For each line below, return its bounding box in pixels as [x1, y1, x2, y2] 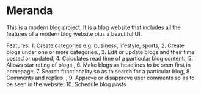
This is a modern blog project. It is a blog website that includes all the [6, 24, 181, 31]
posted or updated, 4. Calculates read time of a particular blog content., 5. [6, 55, 194, 62]
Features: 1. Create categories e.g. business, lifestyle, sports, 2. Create [6, 42, 185, 49]
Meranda [6, 4, 53, 18]
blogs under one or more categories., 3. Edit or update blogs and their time [6, 48, 195, 55]
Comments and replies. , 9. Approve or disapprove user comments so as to [6, 74, 195, 81]
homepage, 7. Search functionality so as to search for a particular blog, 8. [6, 67, 191, 75]
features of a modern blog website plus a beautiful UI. [6, 30, 142, 37]
